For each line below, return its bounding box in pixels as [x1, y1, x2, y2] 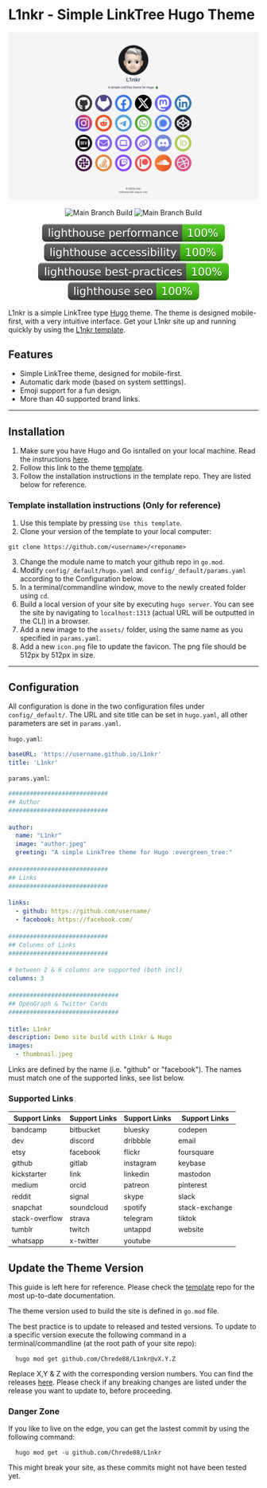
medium [11, 1180, 38, 1190]
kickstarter [11, 1169, 48, 1179]
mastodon [177, 1169, 211, 1179]
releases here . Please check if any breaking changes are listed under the [8, 1377, 247, 1387]
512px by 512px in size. [19, 650, 95, 659]
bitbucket [69, 1125, 101, 1135]
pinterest [177, 1180, 207, 1190]
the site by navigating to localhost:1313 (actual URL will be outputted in [19, 607, 255, 617]
